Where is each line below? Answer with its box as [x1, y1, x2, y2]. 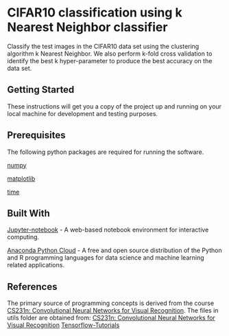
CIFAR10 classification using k [7, 5, 183, 21]
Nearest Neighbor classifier [7, 19, 168, 35]
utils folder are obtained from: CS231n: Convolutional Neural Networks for [7, 314, 216, 322]
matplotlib [7, 174, 36, 183]
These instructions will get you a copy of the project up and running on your [7, 102, 221, 111]
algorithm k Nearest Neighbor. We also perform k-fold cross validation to [7, 49, 213, 58]
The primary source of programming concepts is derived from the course [7, 299, 215, 307]
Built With [7, 208, 50, 219]
